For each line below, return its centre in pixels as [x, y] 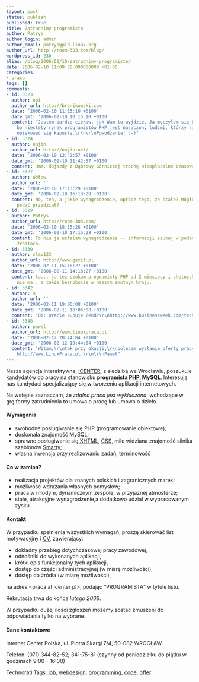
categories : [21, 72]
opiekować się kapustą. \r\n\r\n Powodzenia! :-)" [78, 133]
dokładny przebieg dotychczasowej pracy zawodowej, [81, 550]
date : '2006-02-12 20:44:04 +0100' [55, 337]
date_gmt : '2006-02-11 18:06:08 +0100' [61, 310]
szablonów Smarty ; [38, 447]
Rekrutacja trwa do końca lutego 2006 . [54, 598]
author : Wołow [29, 178]
